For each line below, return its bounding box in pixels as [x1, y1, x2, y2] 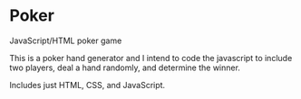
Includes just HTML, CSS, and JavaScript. [9, 79, 166, 90]
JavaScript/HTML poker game [9, 35, 122, 46]
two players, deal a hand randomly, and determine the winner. [9, 62, 240, 73]
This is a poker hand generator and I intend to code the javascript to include [9, 52, 293, 63]
